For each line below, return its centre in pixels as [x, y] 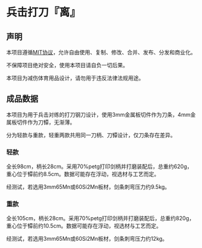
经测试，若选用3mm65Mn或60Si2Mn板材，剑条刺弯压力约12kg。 [87, 239]
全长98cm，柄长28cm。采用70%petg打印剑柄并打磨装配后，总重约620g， [99, 166]
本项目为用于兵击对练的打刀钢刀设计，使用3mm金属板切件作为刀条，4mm [98, 114]
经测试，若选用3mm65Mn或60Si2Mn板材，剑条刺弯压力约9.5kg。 [88, 187]
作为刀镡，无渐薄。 [51, 122]
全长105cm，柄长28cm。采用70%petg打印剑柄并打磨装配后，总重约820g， [100, 218]
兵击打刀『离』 [44, 12]
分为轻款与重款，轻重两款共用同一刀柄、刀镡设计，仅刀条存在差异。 [91, 135]
